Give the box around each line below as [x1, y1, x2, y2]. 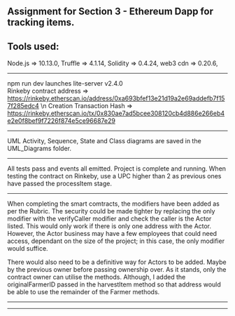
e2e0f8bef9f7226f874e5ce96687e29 [7, 117, 115, 125]
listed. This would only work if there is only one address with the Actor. [7, 222, 212, 230]
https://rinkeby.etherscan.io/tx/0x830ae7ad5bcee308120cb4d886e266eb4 [7, 109, 225, 118]
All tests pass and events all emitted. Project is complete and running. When [7, 164, 226, 173]
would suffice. [7, 244, 48, 253]
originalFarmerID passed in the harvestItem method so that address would [7, 280, 222, 289]
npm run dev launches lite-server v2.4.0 [7, 79, 123, 88]
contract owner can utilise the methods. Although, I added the [7, 273, 186, 282]
